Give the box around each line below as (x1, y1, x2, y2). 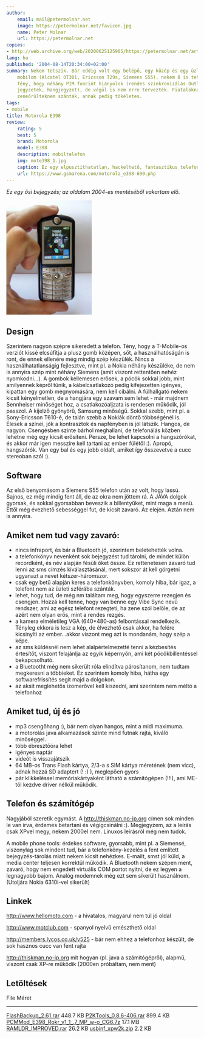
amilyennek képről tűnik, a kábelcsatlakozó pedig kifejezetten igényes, (6, 382, 183, 389)
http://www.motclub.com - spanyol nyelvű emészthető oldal (6, 924, 156, 931)
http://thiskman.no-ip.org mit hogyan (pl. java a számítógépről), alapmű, (6, 954, 186, 961)
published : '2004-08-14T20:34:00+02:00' (6, 61, 110, 67)
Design (6, 326, 34, 336)
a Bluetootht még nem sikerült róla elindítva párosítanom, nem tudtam (15, 663, 190, 670)
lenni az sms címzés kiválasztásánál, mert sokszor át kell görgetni (15, 566, 180, 573)
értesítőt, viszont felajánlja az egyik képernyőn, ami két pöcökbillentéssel (15, 650, 198, 657)
